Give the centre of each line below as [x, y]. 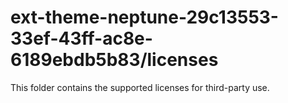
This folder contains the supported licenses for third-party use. [140, 87]
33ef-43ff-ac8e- [81, 38]
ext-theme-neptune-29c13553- [144, 17]
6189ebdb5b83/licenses [114, 60]
